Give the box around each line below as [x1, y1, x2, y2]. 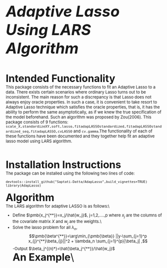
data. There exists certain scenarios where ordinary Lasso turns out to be [5, 89, 146, 94]
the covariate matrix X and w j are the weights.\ [12, 218, 102, 225]
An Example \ [12, 250, 74, 263]
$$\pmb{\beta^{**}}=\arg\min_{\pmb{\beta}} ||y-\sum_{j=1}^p [28, 233, 147, 239]
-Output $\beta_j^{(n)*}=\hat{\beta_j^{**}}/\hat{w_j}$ [12, 245, 115, 251]
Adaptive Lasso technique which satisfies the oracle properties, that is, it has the [5, 104, 160, 109]
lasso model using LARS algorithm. [5, 138, 72, 144]
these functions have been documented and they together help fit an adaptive [5, 133, 155, 139]
